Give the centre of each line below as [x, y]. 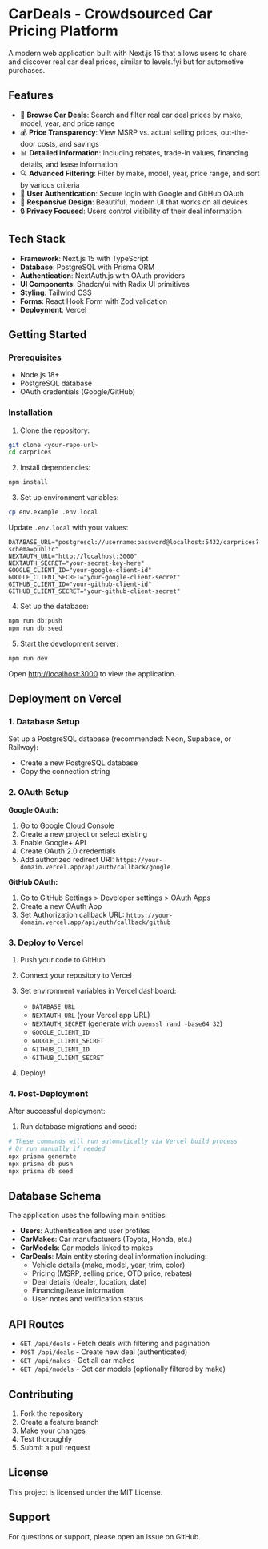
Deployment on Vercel [65, 699]
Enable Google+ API [53, 842]
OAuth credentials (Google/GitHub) [78, 392]
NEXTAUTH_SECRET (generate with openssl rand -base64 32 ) [127, 1023]
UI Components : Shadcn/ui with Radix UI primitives [104, 284]
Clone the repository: [55, 430]
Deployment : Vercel [53, 309]
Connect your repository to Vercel [76, 975]
